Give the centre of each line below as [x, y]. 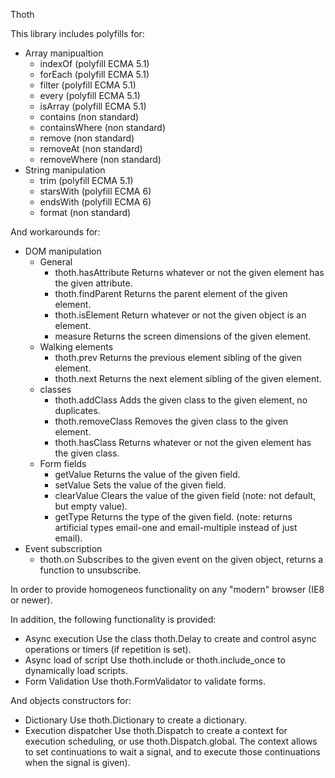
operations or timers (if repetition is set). [108, 649]
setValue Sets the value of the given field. [140, 485]
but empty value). [91, 506]
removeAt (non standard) [91, 148]
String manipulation [65, 170]
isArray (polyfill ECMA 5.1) [93, 106]
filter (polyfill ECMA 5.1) [88, 85]
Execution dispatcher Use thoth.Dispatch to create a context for [156, 730]
